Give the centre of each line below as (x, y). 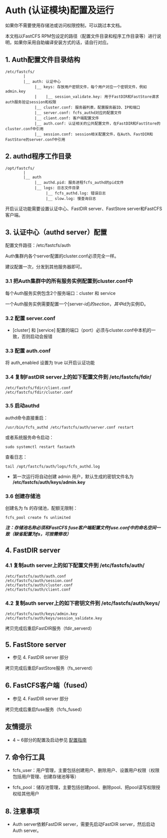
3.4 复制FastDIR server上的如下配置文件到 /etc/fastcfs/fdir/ (78, 377)
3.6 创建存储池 (23, 496)
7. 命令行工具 (25, 757)
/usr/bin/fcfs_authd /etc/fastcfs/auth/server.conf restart (70, 427)
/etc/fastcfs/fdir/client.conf (38, 388)
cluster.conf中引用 (24, 129)
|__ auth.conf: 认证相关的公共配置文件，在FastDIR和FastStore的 (98, 123)
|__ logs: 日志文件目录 (57, 188)
